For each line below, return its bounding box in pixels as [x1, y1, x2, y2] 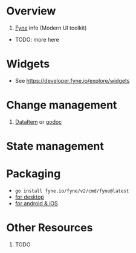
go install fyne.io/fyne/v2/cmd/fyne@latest [15, 188, 129, 194]
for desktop [15, 193, 44, 200]
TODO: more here [15, 36, 59, 43]
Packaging [6, 167, 61, 181]
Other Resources [6, 221, 93, 235]
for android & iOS [15, 199, 59, 207]
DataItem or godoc [15, 118, 62, 125]
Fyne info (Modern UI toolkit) [15, 24, 87, 31]
